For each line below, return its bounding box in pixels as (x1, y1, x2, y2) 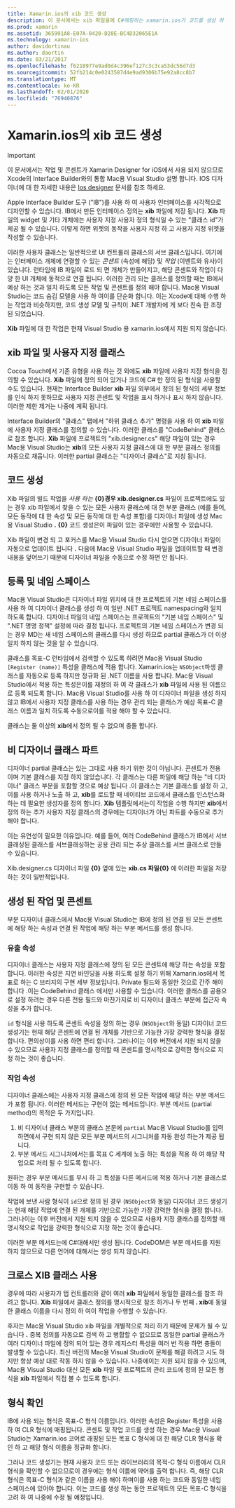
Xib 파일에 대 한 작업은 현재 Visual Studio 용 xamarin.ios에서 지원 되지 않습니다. (7, 324, 227, 332)
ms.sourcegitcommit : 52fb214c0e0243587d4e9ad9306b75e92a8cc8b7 (7, 69, 196, 76)
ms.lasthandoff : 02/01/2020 (7, 88, 90, 95)
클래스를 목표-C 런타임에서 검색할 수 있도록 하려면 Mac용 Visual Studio (7, 654, 203, 663)
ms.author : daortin (7, 50, 64, 57)
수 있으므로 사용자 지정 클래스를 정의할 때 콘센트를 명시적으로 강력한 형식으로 (7, 1046, 217, 1054)
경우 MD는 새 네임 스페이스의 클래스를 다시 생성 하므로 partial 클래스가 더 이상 (14, 631, 227, 639)
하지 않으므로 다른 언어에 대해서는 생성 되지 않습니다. (7, 1246, 151, 1255)
